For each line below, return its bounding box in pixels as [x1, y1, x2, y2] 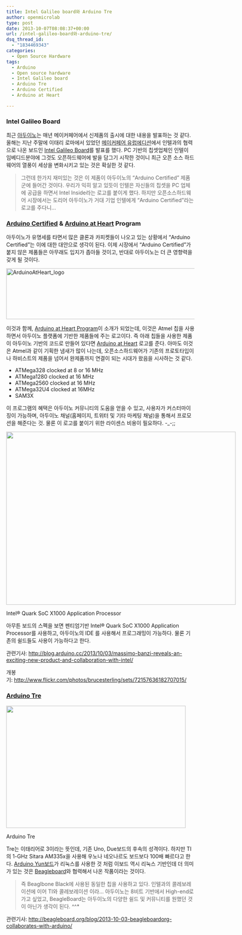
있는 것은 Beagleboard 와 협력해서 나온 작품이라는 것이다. [12, 867, 146, 875]
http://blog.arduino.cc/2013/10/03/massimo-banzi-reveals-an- [28, 650, 182, 657]
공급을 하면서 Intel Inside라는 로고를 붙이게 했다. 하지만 [27, 189, 157, 196]
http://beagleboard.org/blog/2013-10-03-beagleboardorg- [28, 915, 172, 922]
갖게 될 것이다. [6, 256, 40, 263]
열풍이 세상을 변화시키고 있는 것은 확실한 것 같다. [22, 162, 136, 169]
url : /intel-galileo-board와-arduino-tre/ [6, 31, 112, 37]
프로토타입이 [165, 348, 194, 355]
